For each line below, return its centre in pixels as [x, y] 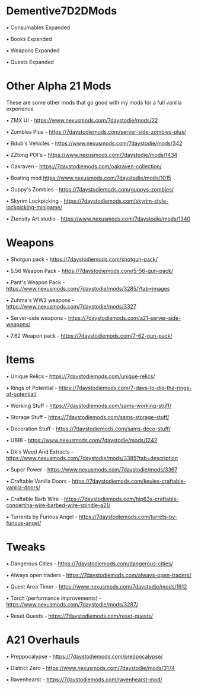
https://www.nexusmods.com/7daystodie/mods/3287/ [72, 604]
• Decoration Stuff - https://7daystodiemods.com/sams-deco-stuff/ [88, 429]
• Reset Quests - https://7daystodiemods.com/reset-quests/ [79, 616]
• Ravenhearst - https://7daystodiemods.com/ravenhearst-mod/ [84, 679]
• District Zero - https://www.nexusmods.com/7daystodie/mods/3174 [90, 668]
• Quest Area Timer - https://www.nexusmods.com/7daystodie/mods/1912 [97, 586]
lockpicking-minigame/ [34, 207]
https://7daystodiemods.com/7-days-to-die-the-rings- [125, 388]
